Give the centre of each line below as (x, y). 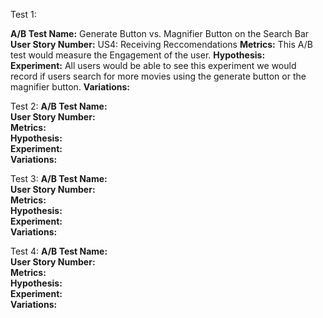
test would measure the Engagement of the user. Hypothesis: (138, 55)
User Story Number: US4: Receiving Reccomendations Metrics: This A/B (161, 44)
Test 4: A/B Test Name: (59, 251)
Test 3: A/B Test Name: (59, 178)
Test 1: (23, 14)
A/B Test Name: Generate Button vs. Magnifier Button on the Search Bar (160, 33)
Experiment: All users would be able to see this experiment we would (153, 65)
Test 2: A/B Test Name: (59, 106)
